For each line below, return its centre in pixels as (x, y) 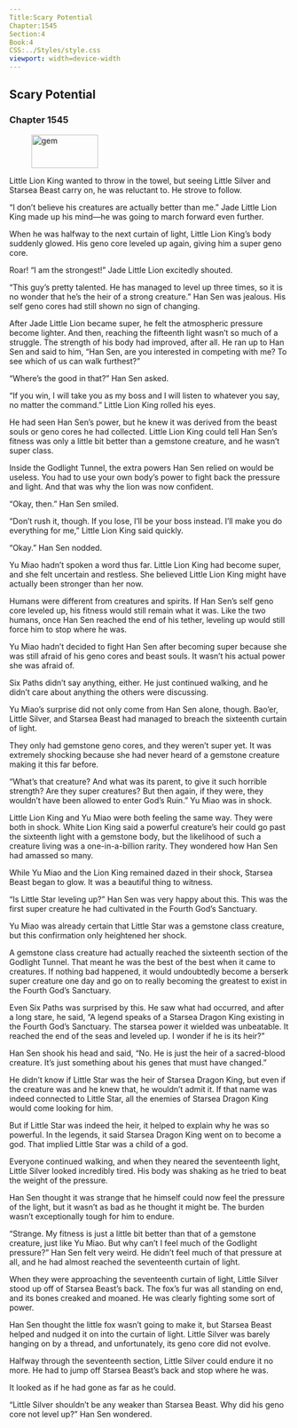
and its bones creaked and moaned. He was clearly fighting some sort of (142, 1297)
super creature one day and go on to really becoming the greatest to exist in (148, 981)
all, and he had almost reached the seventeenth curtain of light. (125, 1262)
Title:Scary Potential (51, 17)
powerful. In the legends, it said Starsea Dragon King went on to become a (145, 1135)
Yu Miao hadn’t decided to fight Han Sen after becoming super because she (148, 646)
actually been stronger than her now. (76, 584)
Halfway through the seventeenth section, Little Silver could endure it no (141, 1360)
